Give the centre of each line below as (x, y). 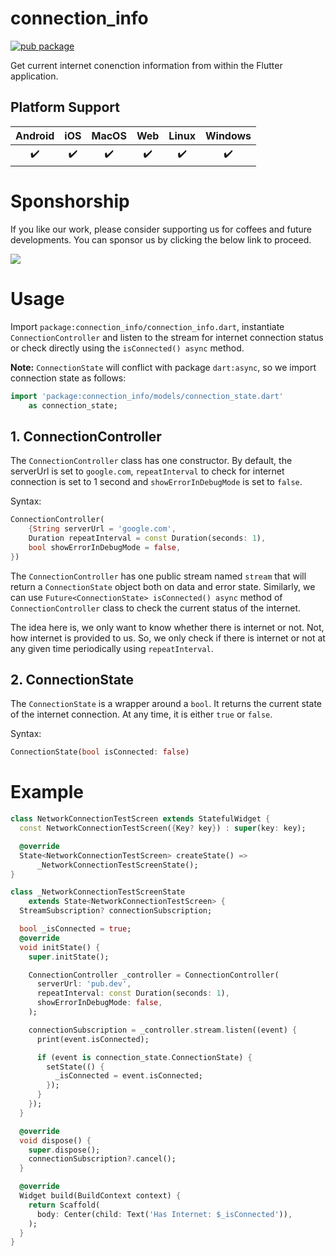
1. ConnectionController (86, 436)
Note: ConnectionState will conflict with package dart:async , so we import (163, 367)
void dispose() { (55, 1140)
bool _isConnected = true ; (75, 929)
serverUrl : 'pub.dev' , (84, 984)
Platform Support (65, 107)
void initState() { (60, 947)
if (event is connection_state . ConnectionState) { (144, 1057)
